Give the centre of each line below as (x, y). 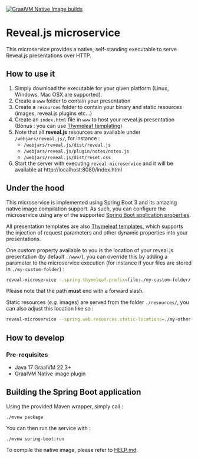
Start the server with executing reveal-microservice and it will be (94, 163)
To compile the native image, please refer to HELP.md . (72, 450)
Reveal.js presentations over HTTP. (49, 55)
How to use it (31, 74)
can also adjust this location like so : (50, 309)
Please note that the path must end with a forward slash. (75, 291)
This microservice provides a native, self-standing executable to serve (92, 49)
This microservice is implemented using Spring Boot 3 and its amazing (92, 202)
